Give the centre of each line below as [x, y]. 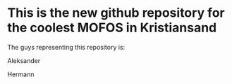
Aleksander [24, 60]
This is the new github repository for [116, 13]
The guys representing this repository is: [66, 47]
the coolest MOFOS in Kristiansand [112, 28]
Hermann [21, 74]
